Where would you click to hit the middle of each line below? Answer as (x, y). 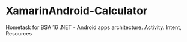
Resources (19, 33)
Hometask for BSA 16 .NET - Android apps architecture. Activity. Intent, (93, 27)
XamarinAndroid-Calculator (77, 11)
